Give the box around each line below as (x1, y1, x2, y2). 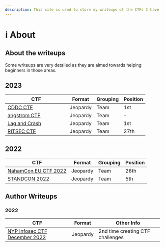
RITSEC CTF (7, 128, 36, 135)
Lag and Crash (7, 120, 42, 127)
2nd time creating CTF (98, 227, 151, 234)
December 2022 (7, 234, 46, 241)
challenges (98, 234, 124, 241)
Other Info (115, 219, 140, 226)
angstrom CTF (7, 112, 41, 119)
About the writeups (5, 49, 66, 57)
